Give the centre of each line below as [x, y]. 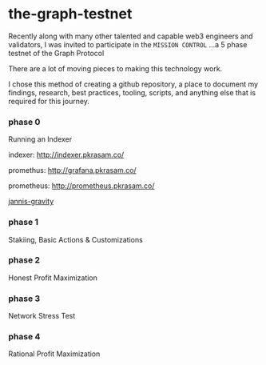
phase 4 [24, 337]
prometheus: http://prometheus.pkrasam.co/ [81, 186]
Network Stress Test [42, 316]
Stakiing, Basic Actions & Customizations [76, 239]
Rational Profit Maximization [54, 354]
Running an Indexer [40, 139]
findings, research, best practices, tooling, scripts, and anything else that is [132, 92]
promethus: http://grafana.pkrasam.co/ [73, 170]
